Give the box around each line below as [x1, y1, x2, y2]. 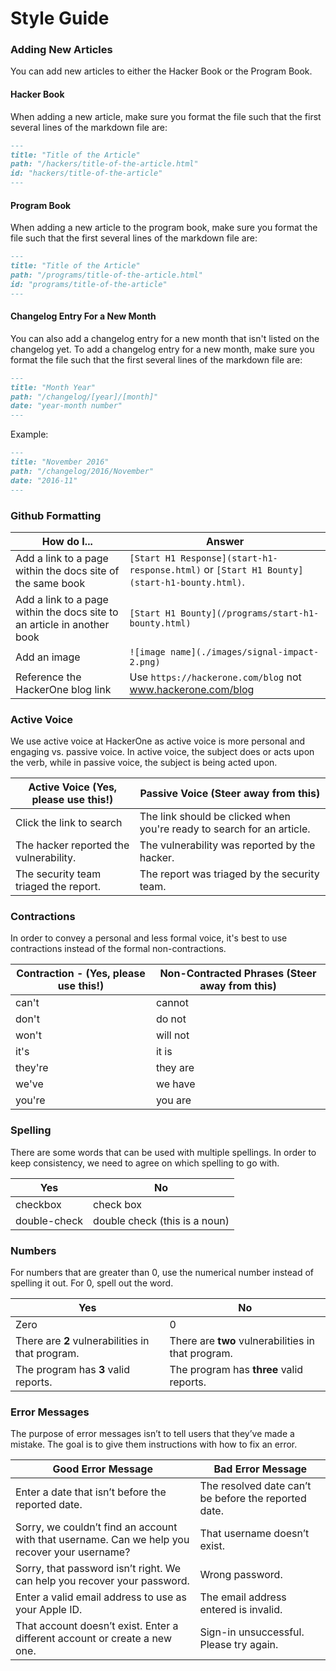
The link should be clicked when [139, 810, 291, 824]
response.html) [129, 564, 202, 576]
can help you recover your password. [15, 1574, 190, 1588]
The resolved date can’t [199, 1479, 312, 1493]
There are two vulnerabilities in [169, 1334, 315, 1348]
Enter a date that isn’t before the [15, 1485, 167, 1499]
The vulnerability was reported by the [139, 838, 316, 852]
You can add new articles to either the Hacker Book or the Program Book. [10, 65, 313, 77]
